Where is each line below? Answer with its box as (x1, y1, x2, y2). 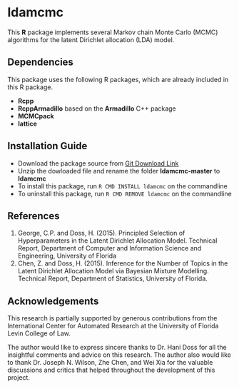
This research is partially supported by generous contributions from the (7, 314, 218, 323)
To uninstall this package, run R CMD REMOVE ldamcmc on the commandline (17, 189, 232, 198)
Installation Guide (7, 140, 88, 152)
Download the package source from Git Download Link (17, 158, 179, 168)
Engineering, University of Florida (17, 251, 117, 261)
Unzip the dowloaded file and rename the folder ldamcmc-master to (17, 166, 220, 175)
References (7, 210, 60, 222)
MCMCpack (17, 111, 55, 120)
